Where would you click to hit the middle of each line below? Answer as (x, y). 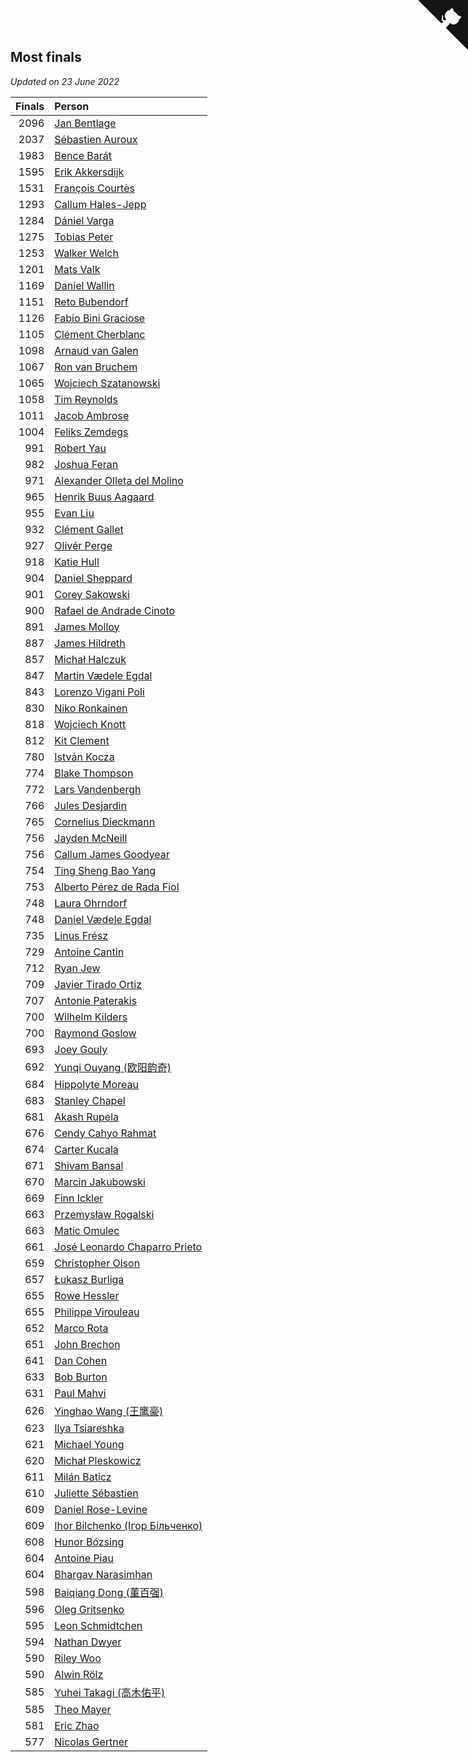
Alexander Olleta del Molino (119, 480)
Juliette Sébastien (96, 1493)
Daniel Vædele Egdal (103, 919)
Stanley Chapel (90, 1100)
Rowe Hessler (87, 1295)
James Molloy (87, 627)
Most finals (46, 57)
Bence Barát (83, 155)
